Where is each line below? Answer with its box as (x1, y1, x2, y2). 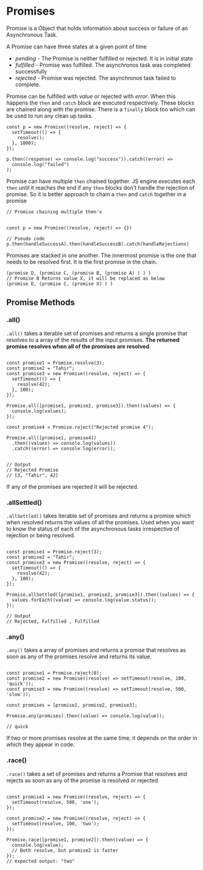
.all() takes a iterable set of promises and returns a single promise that (6, 329, 188, 337)
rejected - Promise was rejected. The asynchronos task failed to (15, 74, 176, 81)
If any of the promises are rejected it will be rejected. (6, 483, 139, 490)
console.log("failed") (12, 161, 69, 168)
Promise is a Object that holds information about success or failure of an (6, 24, 188, 32)
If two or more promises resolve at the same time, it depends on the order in (6, 734, 198, 742)
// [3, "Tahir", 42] (6, 472, 59, 478)
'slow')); (6, 691, 32, 698)
